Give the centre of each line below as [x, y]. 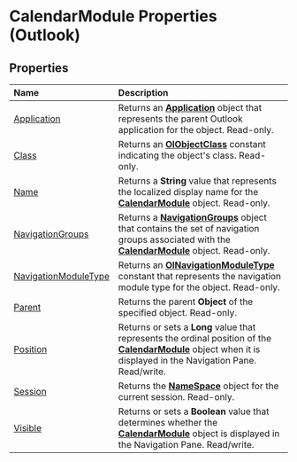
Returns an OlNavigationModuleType [197, 265]
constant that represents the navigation [199, 276]
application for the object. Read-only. [196, 130]
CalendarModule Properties [114, 16]
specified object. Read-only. [177, 313]
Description [143, 93]
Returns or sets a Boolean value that [194, 411]
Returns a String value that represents [197, 181]
